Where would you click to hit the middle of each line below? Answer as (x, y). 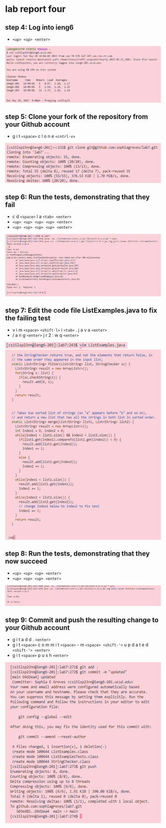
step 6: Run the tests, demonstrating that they (77, 197)
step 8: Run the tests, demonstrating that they (77, 553)
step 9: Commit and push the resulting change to (82, 620)
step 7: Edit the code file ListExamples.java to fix (81, 310)
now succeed (26, 561)
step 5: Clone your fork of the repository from (77, 116)
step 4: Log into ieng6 (40, 27)
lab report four (35, 9)
